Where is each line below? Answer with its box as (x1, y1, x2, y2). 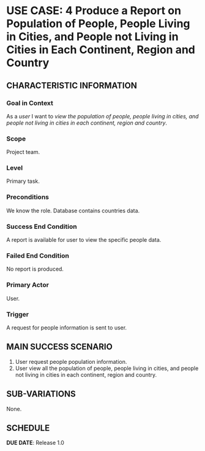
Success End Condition (6, 222, 78, 231)
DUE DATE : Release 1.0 (6, 439, 64, 447)
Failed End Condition (6, 251, 69, 260)
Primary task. (6, 177, 40, 185)
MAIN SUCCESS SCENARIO (6, 342, 113, 352)
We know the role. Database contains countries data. (6, 207, 140, 214)
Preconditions (6, 193, 50, 201)
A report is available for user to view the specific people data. (6, 236, 162, 244)
